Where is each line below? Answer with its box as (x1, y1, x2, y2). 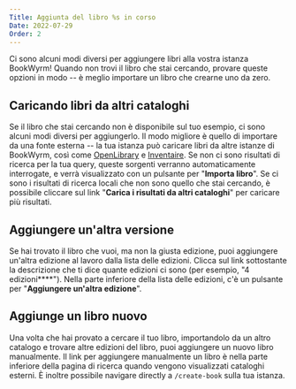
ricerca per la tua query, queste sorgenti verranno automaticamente (9, 159, 256, 170)
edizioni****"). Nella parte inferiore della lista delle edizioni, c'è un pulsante (9, 274, 284, 284)
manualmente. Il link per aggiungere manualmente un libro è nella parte (9, 351, 268, 362)
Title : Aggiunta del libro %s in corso (9, 12, 156, 22)
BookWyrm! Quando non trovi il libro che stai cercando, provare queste (9, 63, 268, 73)
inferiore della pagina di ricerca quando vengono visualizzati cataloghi (9, 360, 265, 371)
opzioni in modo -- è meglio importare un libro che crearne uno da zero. (9, 72, 271, 83)
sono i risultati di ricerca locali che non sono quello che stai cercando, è (9, 178, 271, 188)
